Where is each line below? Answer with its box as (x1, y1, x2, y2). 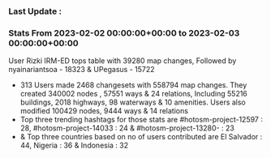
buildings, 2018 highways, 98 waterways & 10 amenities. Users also (19, 97, 246, 107)
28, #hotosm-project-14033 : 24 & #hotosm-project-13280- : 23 (19, 123, 235, 133)
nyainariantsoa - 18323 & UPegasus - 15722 (8, 65, 156, 75)
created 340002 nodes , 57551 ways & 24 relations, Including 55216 (19, 89, 247, 99)
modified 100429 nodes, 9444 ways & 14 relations (19, 106, 189, 116)
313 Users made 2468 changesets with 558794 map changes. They (19, 80, 247, 90)
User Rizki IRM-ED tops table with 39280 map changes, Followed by (8, 56, 237, 66)
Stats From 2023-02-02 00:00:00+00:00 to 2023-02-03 (8, 27, 240, 38)
